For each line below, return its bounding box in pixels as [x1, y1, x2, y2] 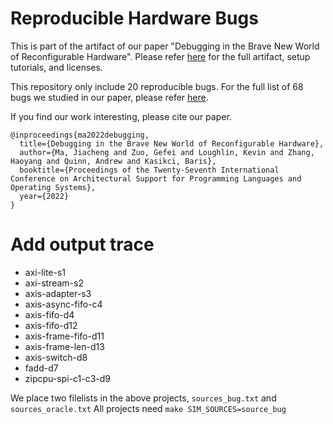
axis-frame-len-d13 [24, 340, 105, 352]
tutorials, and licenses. [10, 61, 103, 73]
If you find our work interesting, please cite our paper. [10, 110, 232, 122]
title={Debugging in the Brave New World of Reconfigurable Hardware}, [19, 138, 325, 149]
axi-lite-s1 [24, 266, 67, 278]
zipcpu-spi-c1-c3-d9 [24, 372, 112, 384]
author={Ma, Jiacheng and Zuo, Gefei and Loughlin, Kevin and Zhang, [19, 147, 315, 157]
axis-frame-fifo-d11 [24, 330, 105, 342]
